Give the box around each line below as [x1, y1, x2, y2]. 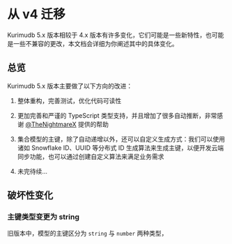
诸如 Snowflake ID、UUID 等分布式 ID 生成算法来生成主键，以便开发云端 [17, 144, 224, 152]
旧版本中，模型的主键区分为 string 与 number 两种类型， [7, 229, 168, 238]
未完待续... [17, 167, 47, 175]
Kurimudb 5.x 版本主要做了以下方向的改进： [7, 82, 133, 90]
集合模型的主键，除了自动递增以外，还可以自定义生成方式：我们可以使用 [17, 135, 225, 143]
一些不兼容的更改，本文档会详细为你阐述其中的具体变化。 [13, 39, 178, 47]
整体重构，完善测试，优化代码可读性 [17, 96, 122, 105]
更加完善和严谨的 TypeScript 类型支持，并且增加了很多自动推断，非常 [17, 111, 217, 119]
